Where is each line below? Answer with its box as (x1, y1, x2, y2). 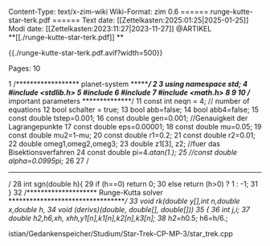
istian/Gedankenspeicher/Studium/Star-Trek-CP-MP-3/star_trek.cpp (8, 229, 233, 238)
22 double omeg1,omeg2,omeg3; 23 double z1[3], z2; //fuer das (8, 139, 221, 148)
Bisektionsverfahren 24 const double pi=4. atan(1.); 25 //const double (8, 148, 238, 157)
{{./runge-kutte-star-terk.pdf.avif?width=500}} (8, 48, 163, 57)
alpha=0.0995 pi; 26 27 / (8, 156, 90, 166)
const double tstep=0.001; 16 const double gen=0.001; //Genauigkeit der (8, 113, 248, 123)
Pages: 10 (8, 64, 41, 73)
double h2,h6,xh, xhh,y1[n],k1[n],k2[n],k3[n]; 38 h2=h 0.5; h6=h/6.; (8, 213, 228, 223)
